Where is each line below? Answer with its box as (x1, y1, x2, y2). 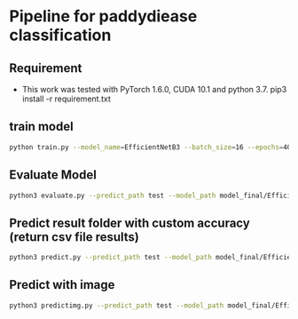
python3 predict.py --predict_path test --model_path (9, 253, 213, 262)
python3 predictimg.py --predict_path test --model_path (9, 300, 224, 310)
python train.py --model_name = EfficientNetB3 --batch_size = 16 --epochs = (9, 142, 284, 152)
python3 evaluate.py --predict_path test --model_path (9, 191, 216, 200)
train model (9, 119, 74, 134)
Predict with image (9, 277, 115, 292)
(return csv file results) (9, 229, 140, 244)
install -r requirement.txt (21, 93, 111, 104)
